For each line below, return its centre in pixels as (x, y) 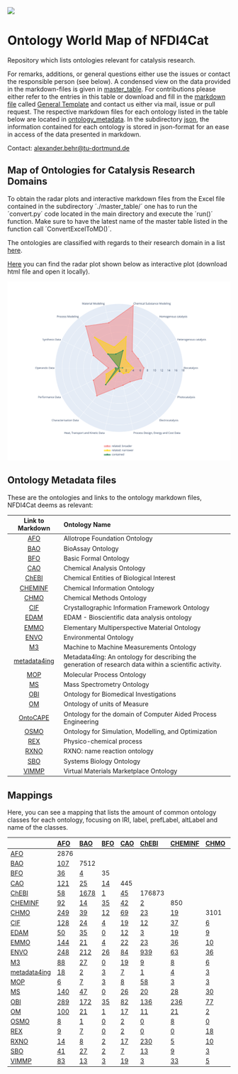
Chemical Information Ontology (109, 588)
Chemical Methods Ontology (105, 597)
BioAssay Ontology (91, 548)
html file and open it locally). (49, 271)
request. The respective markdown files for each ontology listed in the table (118, 112)
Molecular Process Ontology (105, 674)
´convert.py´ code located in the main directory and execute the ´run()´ (110, 214)
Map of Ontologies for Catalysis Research (101, 170)
